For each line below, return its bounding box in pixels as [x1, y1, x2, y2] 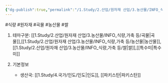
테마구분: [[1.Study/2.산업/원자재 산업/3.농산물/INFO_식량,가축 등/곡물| [12, 32, 151, 38]
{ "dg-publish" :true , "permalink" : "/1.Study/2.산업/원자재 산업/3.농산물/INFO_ [5, 7, 161, 12]
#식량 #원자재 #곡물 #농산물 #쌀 [5, 21, 68, 27]
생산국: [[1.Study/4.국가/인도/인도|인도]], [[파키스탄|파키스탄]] [19, 72, 141, 78]
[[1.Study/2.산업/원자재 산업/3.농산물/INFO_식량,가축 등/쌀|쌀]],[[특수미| [12, 44, 153, 50]
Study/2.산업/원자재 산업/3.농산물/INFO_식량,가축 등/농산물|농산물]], [27, 38, 161, 44]
